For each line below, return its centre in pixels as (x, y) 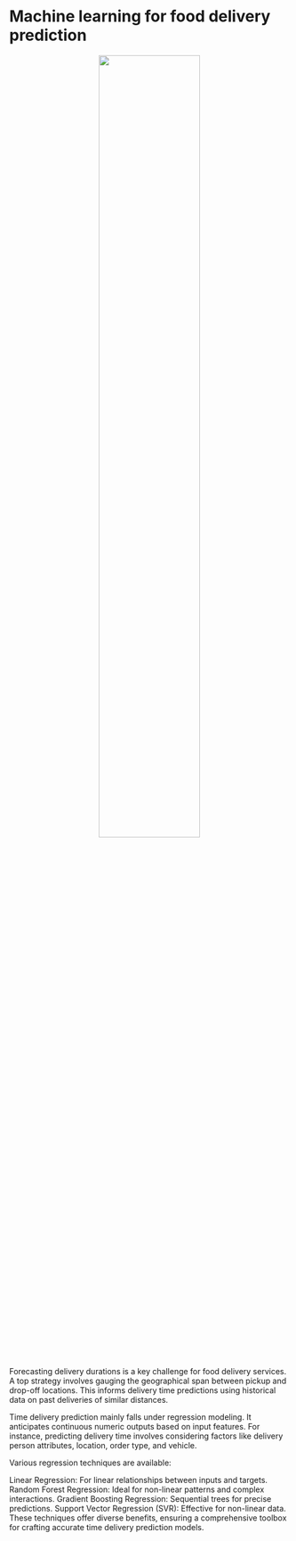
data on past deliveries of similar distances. (89, 1399)
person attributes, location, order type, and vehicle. (103, 1445)
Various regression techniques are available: (90, 1463)
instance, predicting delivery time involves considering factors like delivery (146, 1436)
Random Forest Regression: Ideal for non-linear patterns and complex (137, 1489)
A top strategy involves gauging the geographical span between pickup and (148, 1381)
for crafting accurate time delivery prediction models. (107, 1527)
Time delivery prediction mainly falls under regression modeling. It (130, 1417)
